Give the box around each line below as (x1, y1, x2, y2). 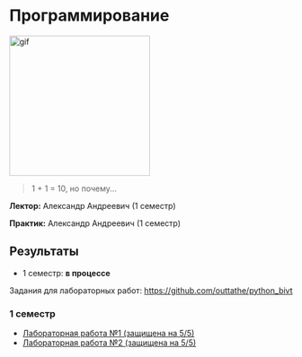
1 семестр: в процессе (22, 267, 111, 278)
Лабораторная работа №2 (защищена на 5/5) (22, 337, 197, 348)
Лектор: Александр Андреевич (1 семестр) (9, 200, 176, 211)
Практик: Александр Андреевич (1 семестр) (9, 217, 182, 229)
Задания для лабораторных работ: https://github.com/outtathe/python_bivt (9, 284, 293, 296)
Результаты (9, 244, 79, 259)
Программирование (9, 5, 170, 26)
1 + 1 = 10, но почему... (31, 183, 117, 194)
